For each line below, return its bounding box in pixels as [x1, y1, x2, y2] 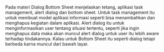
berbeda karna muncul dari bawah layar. [5, 41, 89, 47]
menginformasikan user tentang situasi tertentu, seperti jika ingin [5, 25, 139, 31]
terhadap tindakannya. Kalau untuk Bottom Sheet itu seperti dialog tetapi [5, 36, 155, 42]
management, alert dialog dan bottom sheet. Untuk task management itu [5, 9, 155, 15]
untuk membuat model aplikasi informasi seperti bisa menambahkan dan [5, 15, 155, 20]
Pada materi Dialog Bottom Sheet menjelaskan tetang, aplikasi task [5, 4, 143, 10]
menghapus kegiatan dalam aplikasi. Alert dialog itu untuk [5, 20, 124, 26]
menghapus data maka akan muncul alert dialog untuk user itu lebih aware [5, 31, 159, 36]
